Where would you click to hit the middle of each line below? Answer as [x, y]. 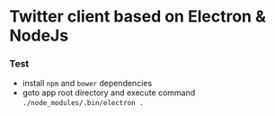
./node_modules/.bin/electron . [83, 103]
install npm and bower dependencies [87, 84]
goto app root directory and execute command [109, 93]
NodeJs [39, 36]
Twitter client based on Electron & [138, 17]
